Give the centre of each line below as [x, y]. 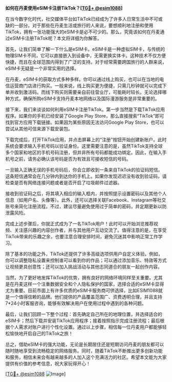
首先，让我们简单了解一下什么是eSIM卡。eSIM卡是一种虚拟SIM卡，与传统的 [85, 49]
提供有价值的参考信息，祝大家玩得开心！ [48, 364]
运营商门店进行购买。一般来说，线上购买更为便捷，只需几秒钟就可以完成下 [88, 86]
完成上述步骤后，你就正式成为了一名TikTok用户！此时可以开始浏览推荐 [80, 224]
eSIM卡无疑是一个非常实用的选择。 [42, 68]
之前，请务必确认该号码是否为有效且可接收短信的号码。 [72, 159]
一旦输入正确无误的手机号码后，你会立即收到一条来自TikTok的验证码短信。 [84, 170]
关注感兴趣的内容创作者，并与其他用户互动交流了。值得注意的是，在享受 [90, 230]
